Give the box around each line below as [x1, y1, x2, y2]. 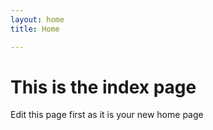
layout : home [10, 14, 65, 25]
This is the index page [10, 76, 197, 98]
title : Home [10, 24, 60, 34]
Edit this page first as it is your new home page [10, 109, 204, 121]
